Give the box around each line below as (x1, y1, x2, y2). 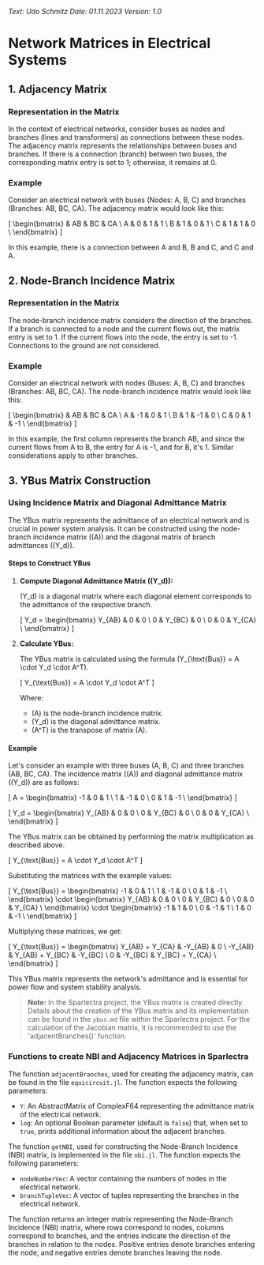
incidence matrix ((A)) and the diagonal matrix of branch (32, 532, 216, 542)
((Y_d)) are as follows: (8, 778, 80, 787)
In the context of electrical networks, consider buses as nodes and (8, 124, 225, 133)
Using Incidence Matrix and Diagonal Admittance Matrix (8, 497, 227, 509)
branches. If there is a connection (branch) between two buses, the (8, 149, 227, 159)
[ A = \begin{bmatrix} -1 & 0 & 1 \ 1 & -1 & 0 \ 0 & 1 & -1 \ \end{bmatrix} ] (8, 793, 238, 802)
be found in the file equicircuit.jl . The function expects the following (8, 1077, 238, 1087)
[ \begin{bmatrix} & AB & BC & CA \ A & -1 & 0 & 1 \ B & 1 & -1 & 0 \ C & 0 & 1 (8, 411, 251, 420)
